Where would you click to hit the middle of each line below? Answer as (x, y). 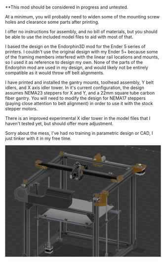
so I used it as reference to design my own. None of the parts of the (74, 62)
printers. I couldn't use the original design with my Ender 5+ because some (82, 52)
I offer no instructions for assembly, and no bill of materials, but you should (81, 31)
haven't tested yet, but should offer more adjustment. (59, 124)
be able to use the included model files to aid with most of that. (69, 37)
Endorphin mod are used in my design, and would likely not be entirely (77, 67)
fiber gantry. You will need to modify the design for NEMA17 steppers (75, 98)
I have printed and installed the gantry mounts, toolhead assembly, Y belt (80, 82)
